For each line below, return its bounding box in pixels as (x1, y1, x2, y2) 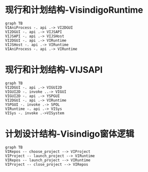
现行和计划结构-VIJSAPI (5, 64, 103, 76)
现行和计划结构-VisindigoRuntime (5, 4, 143, 16)
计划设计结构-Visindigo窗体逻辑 (5, 129, 134, 140)
